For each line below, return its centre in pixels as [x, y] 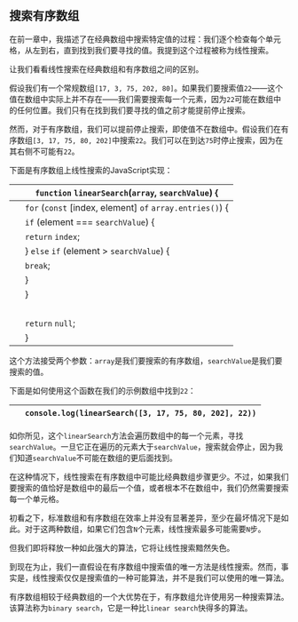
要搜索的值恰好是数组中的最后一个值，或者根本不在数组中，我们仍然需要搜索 [149, 488]
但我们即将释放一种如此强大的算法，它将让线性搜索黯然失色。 [122, 547]
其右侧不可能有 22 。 [44, 151]
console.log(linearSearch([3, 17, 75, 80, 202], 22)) [141, 413]
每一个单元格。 [36, 498]
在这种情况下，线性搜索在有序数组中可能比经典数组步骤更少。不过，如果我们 [149, 476]
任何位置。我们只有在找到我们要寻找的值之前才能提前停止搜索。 [133, 110]
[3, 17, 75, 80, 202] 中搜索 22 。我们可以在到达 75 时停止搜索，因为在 [158, 140]
